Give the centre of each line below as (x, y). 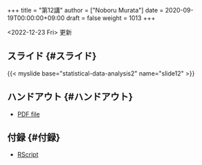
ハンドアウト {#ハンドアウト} (70, 97)
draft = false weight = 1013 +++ (111, 18)
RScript (28, 155)
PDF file (28, 114)
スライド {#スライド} (52, 57)
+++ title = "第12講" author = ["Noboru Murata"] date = (85, 10)
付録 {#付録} (34, 138)
